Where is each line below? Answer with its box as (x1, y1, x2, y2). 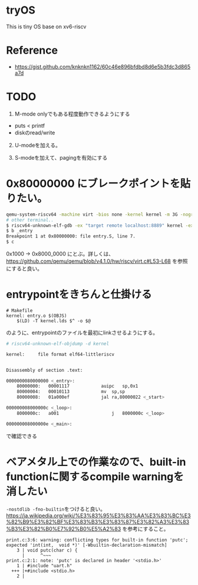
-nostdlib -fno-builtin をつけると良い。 (6, 505, 106, 513)
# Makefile (6, 308, 33, 313)
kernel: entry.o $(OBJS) (6, 313, 67, 319)
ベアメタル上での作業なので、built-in (6, 455, 187, 468)
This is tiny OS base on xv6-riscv (6, 23, 87, 30)
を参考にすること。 (122, 525, 169, 532)
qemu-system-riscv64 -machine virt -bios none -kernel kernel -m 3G (6, 211, 178, 217)
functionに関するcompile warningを (6, 470, 184, 483)
